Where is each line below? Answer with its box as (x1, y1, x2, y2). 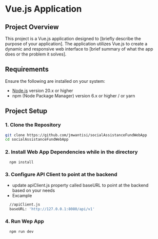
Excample (12, 192, 32, 198)
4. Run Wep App (5, 218, 44, 225)
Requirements (5, 65, 49, 74)
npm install (9, 160, 34, 165)
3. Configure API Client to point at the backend (5, 171, 118, 178)
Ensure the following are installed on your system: (5, 78, 105, 84)
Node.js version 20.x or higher (12, 88, 73, 93)
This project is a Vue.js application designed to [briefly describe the (5, 36, 141, 41)
